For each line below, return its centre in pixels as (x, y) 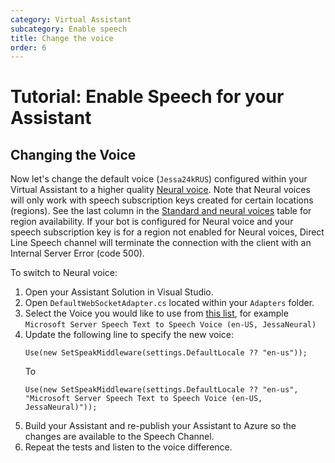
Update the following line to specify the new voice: (129, 335)
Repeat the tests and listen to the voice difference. (128, 447)
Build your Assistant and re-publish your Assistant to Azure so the (160, 426)
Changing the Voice (73, 154)
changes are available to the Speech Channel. (119, 437)
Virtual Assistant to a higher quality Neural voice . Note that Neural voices (160, 190)
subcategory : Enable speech (69, 29)
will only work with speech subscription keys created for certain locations (162, 200)
